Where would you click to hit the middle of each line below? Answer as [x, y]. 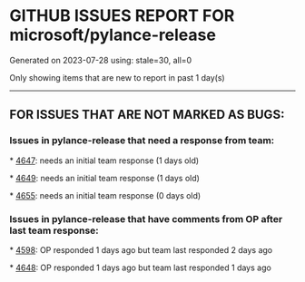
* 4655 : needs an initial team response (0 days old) [105, 195]
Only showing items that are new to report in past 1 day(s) [117, 77]
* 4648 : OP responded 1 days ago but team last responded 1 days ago [141, 267]
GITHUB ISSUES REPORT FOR [122, 16]
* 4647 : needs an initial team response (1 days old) [104, 160]
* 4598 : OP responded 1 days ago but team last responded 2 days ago [141, 249]
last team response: [54, 230]
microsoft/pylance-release [113, 35]
